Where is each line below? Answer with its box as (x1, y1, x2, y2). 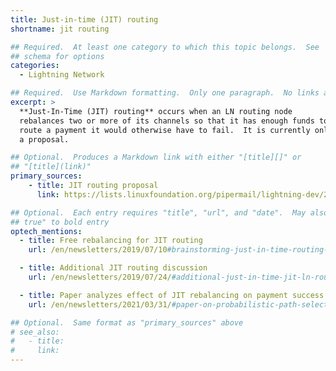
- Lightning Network (19, 70, 105, 80)
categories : (10, 61, 60, 71)
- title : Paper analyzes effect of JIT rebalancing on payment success (19, 290, 325, 300)
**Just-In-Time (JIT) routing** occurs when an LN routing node (19, 106, 293, 116)
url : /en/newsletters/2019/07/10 (28, 245, 168, 255)
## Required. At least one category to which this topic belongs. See (10, 42, 320, 52)
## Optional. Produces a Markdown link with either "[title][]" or (10, 152, 302, 163)
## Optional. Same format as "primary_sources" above (10, 317, 244, 328)
